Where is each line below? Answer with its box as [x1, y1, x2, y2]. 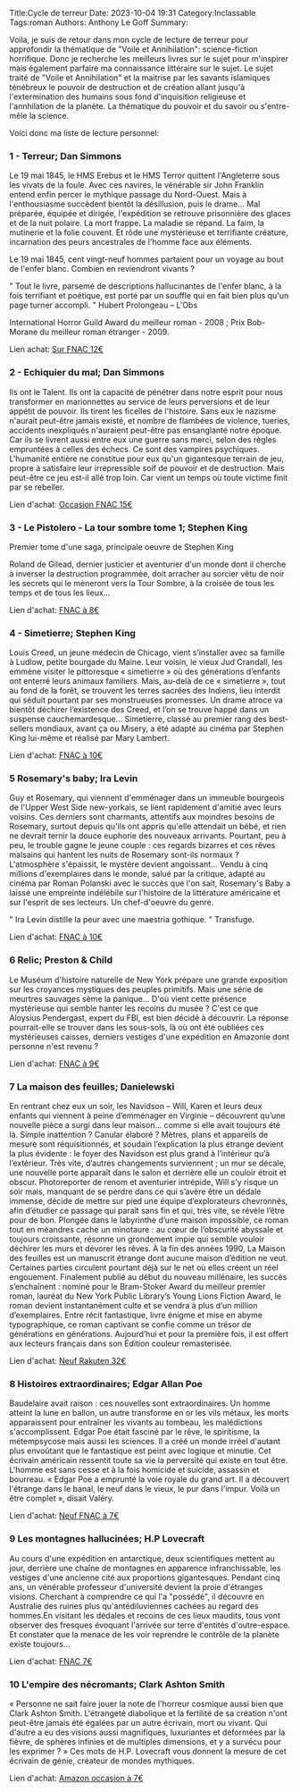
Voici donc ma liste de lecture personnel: [9, 128, 160, 138]
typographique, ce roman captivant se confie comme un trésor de [9, 1319, 252, 1330]
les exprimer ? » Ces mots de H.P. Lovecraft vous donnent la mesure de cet [9, 1746, 287, 1756]
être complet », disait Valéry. [9, 1493, 114, 1504]
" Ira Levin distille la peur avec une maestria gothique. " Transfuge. [9, 914, 254, 925]
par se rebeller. [9, 482, 65, 492]
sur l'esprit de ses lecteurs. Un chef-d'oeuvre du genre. [9, 897, 214, 908]
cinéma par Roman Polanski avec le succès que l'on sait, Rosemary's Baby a [9, 878, 291, 888]
